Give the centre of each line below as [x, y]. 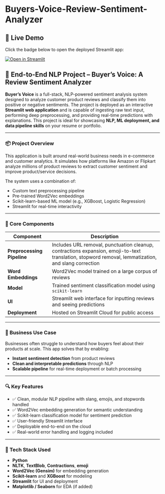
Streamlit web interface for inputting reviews [103, 298]
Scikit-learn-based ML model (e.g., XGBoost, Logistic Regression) [79, 201]
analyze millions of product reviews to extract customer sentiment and [76, 167]
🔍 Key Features [24, 387]
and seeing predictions [78, 305]
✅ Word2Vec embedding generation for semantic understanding [77, 410]
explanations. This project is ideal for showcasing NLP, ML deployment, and [82, 120]
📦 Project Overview [29, 143]
